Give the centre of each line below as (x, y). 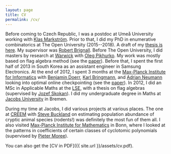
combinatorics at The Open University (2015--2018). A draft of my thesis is (84, 45)
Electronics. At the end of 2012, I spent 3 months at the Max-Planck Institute (85, 72)
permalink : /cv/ (23, 19)
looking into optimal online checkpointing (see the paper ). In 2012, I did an (83, 83)
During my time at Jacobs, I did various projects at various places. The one (84, 109)
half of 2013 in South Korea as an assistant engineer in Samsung (73, 66)
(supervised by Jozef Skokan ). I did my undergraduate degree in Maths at (83, 94)
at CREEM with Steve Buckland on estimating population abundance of (80, 114)
